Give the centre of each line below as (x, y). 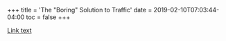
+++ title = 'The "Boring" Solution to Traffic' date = (80, 10)
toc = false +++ (48, 17)
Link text (19, 30)
